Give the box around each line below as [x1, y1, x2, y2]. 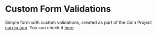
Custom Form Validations [5, 3, 111, 15]
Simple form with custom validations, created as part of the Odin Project [5, 19, 152, 25]
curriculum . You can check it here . [5, 24, 75, 30]
